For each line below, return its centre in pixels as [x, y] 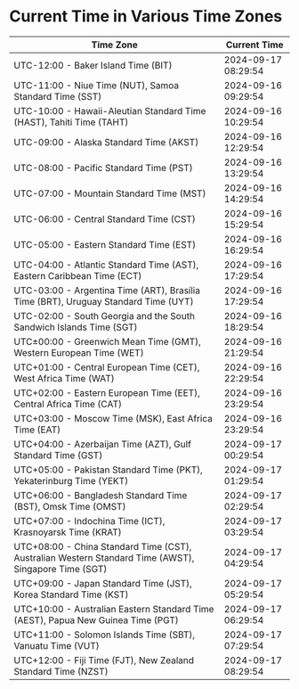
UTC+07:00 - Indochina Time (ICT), [89, 521]
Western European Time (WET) [79, 352]
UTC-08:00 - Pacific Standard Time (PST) [103, 168]
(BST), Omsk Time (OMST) [70, 506]
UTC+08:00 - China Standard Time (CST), [103, 546]
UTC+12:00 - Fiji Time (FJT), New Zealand [104, 660]
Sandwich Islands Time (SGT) [76, 327]
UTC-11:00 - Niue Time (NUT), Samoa [97, 85]
